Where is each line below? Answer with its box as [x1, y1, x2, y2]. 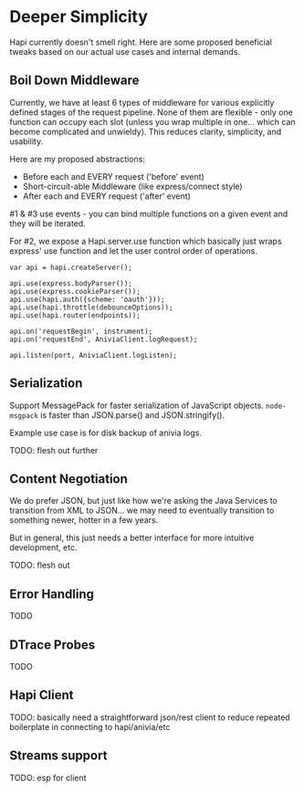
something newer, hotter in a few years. [9, 515, 159, 526]
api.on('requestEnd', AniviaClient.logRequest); [9, 335, 198, 344]
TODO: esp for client [9, 772, 87, 783]
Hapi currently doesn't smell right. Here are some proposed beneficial [9, 36, 272, 47]
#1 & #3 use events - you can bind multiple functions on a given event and [9, 208, 288, 219]
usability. [9, 135, 44, 147]
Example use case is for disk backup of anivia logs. [9, 427, 203, 438]
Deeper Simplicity [9, 6, 149, 27]
